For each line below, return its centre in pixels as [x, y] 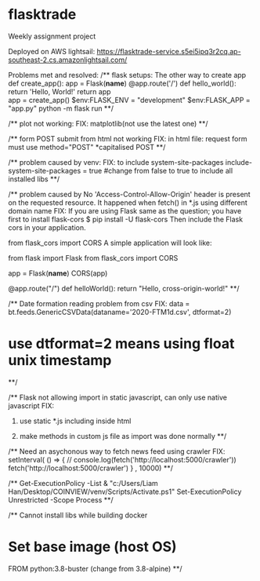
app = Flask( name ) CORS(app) [58, 273]
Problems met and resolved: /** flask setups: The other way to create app [127, 75]
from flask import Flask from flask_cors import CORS [93, 258]
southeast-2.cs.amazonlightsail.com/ [68, 60]
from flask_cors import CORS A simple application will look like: [110, 243]
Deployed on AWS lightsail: [52, 51]
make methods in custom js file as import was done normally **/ [123, 436]
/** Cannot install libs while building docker [78, 515]
